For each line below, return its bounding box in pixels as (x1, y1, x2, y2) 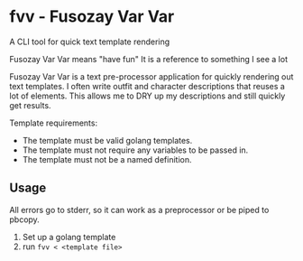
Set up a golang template (22, 231, 116, 242)
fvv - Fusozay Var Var (9, 6, 175, 27)
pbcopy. (9, 214, 41, 225)
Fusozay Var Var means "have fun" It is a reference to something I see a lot (9, 53, 289, 64)
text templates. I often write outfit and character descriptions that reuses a (9, 80, 286, 91)
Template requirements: (9, 117, 97, 128)
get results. (9, 99, 51, 110)
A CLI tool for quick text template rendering (9, 36, 170, 47)
